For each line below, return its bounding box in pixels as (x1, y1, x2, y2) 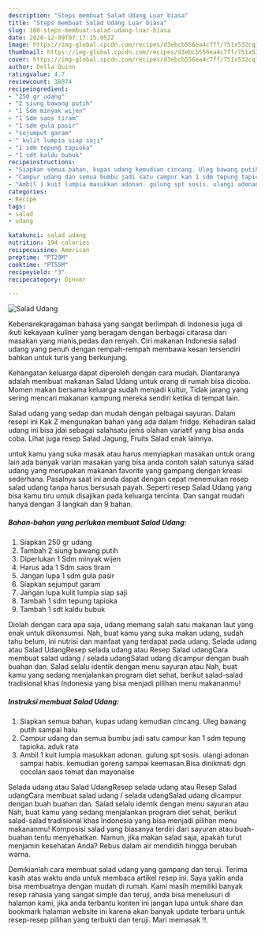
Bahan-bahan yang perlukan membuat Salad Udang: (8, 517, 187, 527)
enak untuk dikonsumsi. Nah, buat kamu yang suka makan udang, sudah (8, 629, 244, 638)
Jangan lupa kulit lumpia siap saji (19, 588, 128, 597)
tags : (8, 202, 26, 210)
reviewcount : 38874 (8, 77, 73, 85)
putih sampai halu (19, 725, 78, 735)
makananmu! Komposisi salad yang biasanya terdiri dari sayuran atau (8, 825, 233, 834)
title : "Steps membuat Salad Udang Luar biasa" (8, 19, 168, 27)
